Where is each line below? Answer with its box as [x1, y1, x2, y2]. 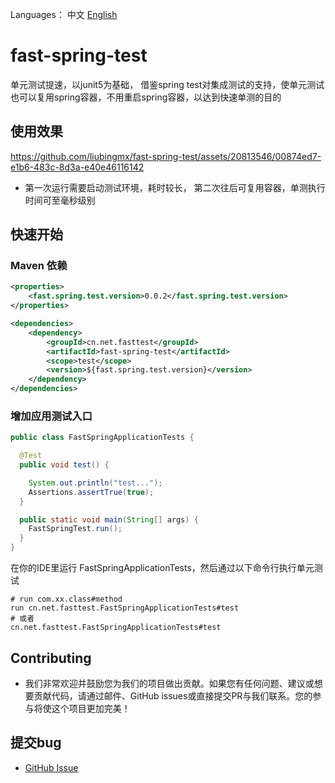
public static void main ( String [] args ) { [19, 514, 199, 525]
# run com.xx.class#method [10, 594, 123, 605]
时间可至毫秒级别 [24, 194, 96, 206]
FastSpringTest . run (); [28, 524, 123, 534]
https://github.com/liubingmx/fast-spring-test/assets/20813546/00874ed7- [10, 150, 322, 162]
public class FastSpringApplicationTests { [10, 433, 195, 443]
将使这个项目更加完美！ [33, 702, 131, 714]
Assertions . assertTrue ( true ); [28, 487, 155, 497]
